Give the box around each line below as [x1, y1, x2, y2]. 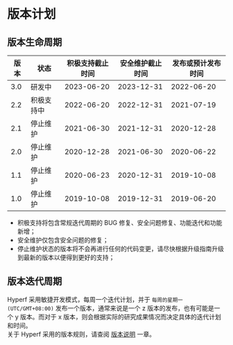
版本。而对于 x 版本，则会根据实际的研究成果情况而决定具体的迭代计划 [19, 312, 222, 321]
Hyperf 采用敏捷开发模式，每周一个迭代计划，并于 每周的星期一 [7, 295, 183, 303]
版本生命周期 [7, 36, 62, 48]
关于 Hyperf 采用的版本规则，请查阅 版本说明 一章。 [7, 330, 156, 338]
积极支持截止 [67, 58, 109, 68]
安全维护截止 [120, 58, 162, 68]
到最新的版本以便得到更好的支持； [17, 253, 115, 261]
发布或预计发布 [172, 58, 221, 68]
